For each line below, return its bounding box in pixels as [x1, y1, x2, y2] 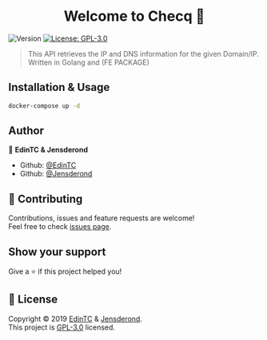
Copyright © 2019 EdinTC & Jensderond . [8, 314, 142, 323]
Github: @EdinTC [19, 160, 77, 170]
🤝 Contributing [8, 192, 83, 206]
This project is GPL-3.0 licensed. [8, 322, 116, 332]
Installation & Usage [8, 81, 110, 94]
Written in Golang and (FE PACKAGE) [27, 57, 150, 67]
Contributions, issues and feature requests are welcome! [8, 213, 195, 223]
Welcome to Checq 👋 [63, 7, 205, 26]
